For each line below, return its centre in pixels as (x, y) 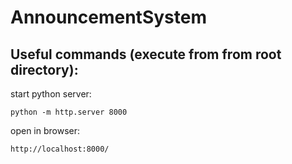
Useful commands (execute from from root (146, 54)
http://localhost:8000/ (60, 149)
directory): (44, 69)
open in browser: (45, 130)
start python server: (51, 94)
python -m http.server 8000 (69, 112)
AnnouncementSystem (108, 17)
